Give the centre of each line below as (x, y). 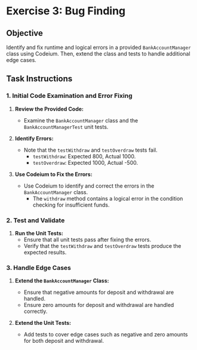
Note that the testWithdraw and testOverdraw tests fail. (91, 150)
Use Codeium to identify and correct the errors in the (89, 186)
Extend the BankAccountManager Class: (62, 281)
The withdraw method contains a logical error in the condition (108, 198)
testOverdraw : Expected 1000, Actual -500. (85, 162)
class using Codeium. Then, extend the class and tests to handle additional (98, 54)
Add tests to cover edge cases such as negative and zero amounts (106, 334)
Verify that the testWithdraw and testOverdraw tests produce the (102, 245)
